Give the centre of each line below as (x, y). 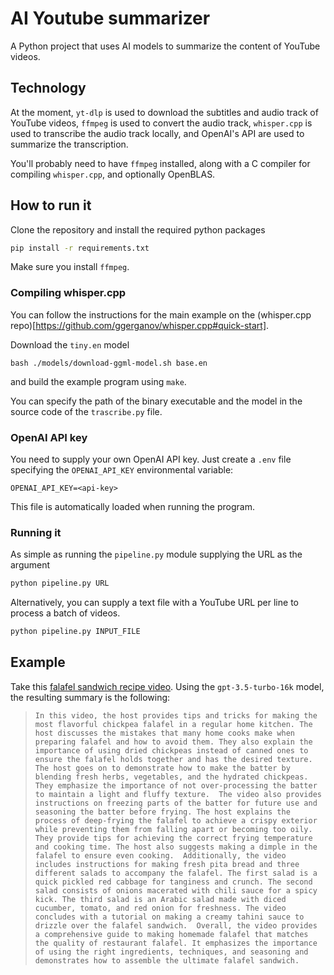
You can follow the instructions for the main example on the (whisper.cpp (161, 314)
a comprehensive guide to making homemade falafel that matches (171, 934)
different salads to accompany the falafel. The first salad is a (176, 873)
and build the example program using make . (98, 381)
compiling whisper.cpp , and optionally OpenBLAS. (113, 174)
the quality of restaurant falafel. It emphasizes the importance (176, 943)
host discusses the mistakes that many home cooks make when (165, 733)
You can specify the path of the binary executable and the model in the (156, 401)
